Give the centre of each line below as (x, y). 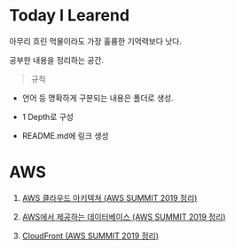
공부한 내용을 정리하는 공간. (57, 60)
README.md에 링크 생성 (65, 135)
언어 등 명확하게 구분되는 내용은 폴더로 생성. (98, 98)
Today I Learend (70, 16)
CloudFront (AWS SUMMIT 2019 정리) (90, 236)
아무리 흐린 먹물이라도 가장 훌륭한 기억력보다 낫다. (96, 41)
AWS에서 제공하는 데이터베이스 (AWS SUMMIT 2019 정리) (124, 217)
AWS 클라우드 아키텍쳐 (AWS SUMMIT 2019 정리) (110, 197)
